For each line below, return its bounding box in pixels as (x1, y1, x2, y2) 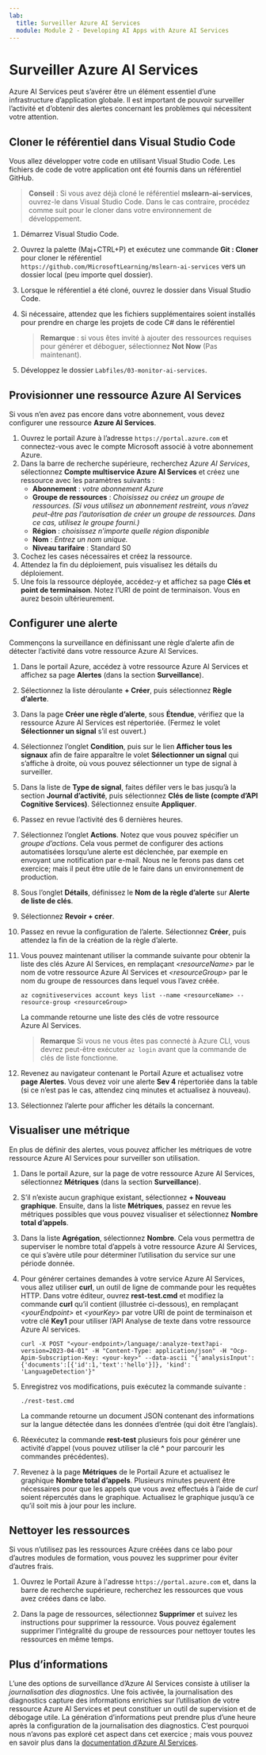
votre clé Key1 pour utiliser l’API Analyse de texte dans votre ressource (20, 1316, 252, 1325)
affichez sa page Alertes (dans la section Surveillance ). (20, 670, 204, 679)
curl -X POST (20, 1339, 64, 1347)
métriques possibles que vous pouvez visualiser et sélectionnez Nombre (20, 1209, 258, 1219)
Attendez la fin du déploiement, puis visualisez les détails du (20, 559, 218, 569)
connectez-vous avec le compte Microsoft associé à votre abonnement (20, 442, 253, 451)
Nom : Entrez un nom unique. (32, 534, 128, 544)
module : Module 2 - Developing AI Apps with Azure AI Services (16, 26, 229, 34)
